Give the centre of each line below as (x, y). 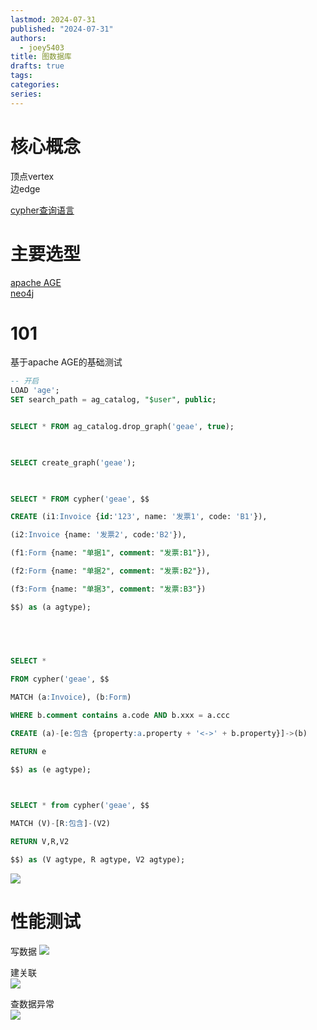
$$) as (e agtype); (51, 769)
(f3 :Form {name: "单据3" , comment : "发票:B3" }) (108, 589)
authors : (28, 38)
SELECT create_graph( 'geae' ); (73, 462)
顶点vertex (32, 176)
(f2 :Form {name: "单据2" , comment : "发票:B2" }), (110, 571)
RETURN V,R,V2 (40, 842)
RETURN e (28, 751)
